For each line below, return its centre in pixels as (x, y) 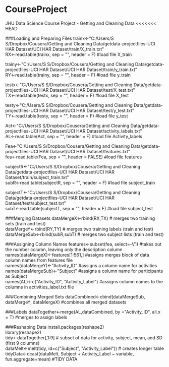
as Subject (16, 276)
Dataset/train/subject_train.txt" (37, 177)
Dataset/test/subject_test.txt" (36, 203)
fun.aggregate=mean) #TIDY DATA (41, 359)
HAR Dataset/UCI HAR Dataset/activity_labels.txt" (91, 131)
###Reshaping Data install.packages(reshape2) (55, 327)
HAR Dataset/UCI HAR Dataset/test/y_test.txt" (87, 110)
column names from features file (39, 260)
